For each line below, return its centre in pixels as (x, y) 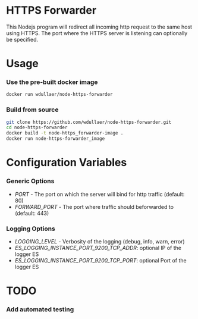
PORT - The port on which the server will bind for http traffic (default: (100, 194)
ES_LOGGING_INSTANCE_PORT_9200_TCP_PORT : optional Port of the (100, 260)
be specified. (22, 39)
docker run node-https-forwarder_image (56, 139)
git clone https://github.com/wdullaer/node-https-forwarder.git (89, 122)
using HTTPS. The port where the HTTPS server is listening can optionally (97, 33)
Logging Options (31, 229)
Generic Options (30, 181)
